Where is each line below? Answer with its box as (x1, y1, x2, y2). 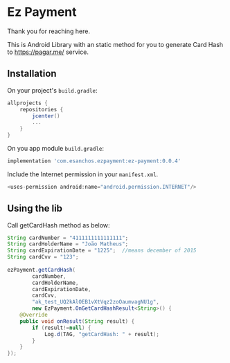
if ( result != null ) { (32, 324, 91, 331)
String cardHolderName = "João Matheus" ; (7, 241, 129, 248)
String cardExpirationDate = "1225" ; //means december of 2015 (7, 247, 197, 254)
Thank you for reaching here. (7, 27, 90, 35)
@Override (19, 312, 48, 319)
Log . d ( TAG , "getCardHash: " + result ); (44, 331, 159, 337)
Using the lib (7, 203, 63, 214)
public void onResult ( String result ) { (19, 317, 135, 325)
